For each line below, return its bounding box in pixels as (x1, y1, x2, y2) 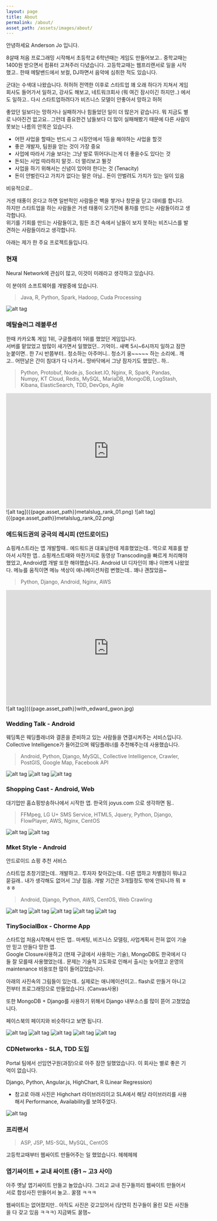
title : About (6, 14, 38, 20)
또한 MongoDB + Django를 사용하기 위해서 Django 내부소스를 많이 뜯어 (6, 998, 171, 1005)
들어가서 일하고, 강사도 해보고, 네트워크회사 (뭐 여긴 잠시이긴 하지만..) (21, 89, 180, 96)
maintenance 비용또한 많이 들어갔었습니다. (6, 965, 105, 972)
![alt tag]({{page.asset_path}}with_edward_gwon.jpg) (6, 705, 135, 713)
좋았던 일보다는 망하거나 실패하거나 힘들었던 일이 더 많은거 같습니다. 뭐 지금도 (6, 108, 182, 116)
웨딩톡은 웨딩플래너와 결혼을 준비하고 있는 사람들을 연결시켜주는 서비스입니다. (6, 734, 183, 741)
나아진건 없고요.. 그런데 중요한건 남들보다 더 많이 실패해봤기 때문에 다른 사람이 (12, 116, 190, 123)
